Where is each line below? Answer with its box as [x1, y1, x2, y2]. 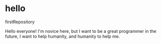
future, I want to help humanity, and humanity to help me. [5, 33, 121, 39]
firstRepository [5, 19, 35, 25]
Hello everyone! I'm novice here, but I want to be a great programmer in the [5, 28, 157, 34]
